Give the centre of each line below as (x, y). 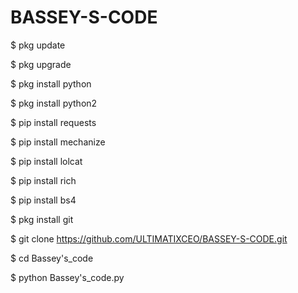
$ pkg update (38, 45)
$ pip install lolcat (46, 161)
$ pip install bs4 (43, 200)
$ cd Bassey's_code (52, 258)
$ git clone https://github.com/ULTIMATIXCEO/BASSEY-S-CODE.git (149, 238)
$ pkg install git (42, 219)
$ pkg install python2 (54, 103)
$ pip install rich (43, 180)
